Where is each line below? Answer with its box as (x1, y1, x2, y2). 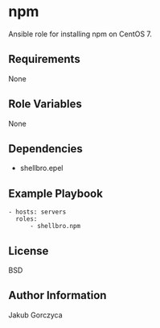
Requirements (8, 52, 80, 66)
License (8, 244, 49, 258)
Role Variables (8, 98, 82, 111)
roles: (15, 215, 38, 223)
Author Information (8, 289, 107, 302)
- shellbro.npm (29, 222, 81, 230)
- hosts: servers (8, 208, 67, 216)
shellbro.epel (19, 164, 64, 173)
